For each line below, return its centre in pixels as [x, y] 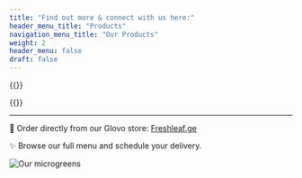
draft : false [34, 59]
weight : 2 [28, 43]
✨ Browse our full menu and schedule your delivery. [106, 146]
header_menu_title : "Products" [68, 26]
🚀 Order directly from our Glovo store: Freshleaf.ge [103, 128]
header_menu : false [46, 51]
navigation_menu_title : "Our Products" [84, 34]
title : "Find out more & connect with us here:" [102, 18]
